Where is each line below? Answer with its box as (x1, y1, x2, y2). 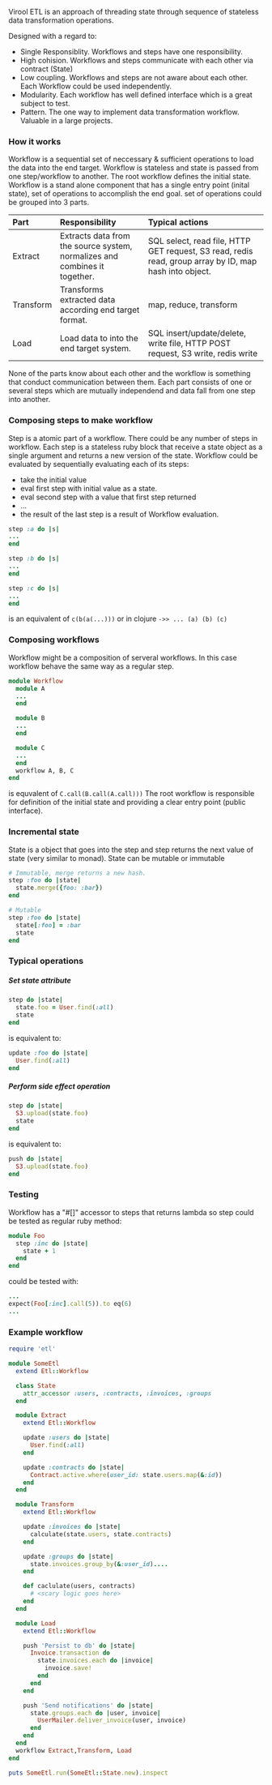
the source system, (59, 241, 133, 252)
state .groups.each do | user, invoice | (29, 1709, 161, 1717)
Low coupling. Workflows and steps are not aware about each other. (19, 73, 249, 82)
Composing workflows (8, 634, 100, 645)
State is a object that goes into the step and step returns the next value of (8, 845, 254, 854)
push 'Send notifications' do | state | (23, 1702, 154, 1710)
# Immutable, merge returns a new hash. (8, 869, 147, 877)
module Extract (15, 1411, 67, 1419)
